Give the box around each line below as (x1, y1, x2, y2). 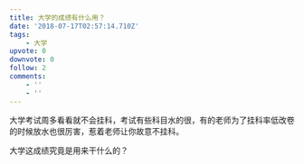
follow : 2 (9, 64, 47, 73)
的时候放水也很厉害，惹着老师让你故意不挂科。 (9, 125, 184, 136)
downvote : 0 (9, 55, 54, 64)
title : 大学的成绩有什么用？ (9, 13, 106, 23)
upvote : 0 (9, 47, 47, 56)
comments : (9, 72, 47, 81)
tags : (9, 30, 30, 39)
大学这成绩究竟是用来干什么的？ (9, 145, 128, 156)
